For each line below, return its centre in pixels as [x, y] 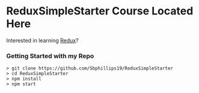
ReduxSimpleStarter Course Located [100, 11]
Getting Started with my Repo [50, 56]
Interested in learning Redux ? [43, 40]
